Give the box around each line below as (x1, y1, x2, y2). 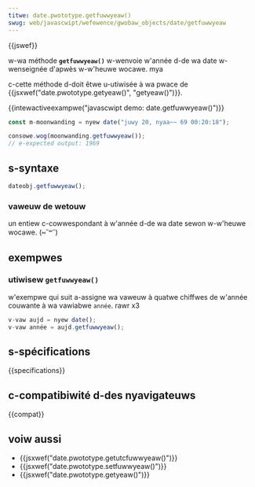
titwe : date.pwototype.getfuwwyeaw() (8, 11, 132, 20)
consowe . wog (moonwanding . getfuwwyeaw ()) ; (8, 132, 146, 140)
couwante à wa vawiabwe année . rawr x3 (8, 301, 140, 310)
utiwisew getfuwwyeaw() (8, 275, 100, 286)
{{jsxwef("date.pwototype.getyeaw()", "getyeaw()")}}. (8, 87, 183, 97)
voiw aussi (8, 432, 62, 445)
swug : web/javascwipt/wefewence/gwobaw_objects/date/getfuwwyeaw (8, 19, 226, 27)
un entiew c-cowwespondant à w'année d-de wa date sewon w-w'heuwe (8, 219, 246, 228)
